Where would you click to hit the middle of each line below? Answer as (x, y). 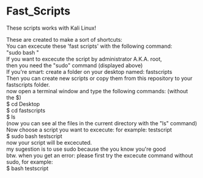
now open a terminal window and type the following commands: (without (97, 91)
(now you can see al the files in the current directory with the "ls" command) (102, 123)
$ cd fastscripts (26, 110)
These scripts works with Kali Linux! (51, 28)
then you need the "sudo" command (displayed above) (75, 65)
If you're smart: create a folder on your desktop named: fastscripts (89, 71)
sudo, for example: (30, 162)
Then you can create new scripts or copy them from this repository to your (99, 78)
